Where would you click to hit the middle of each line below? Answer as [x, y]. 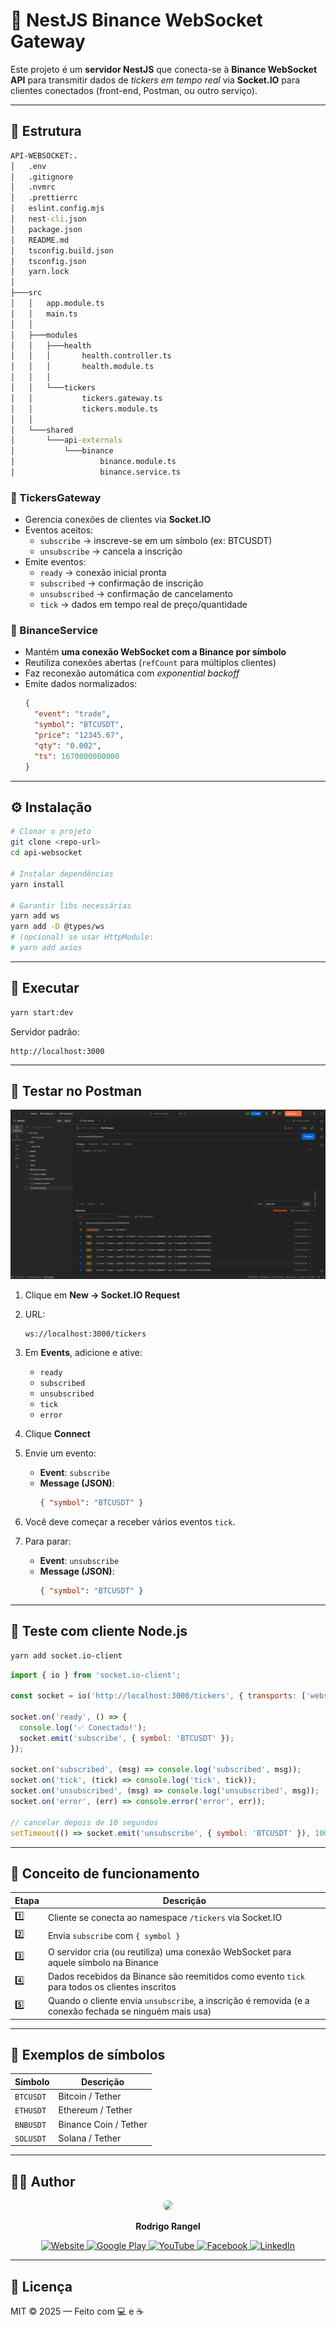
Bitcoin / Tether [90, 2096]
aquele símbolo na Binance [103, 1962]
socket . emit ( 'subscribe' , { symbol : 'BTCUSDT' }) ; [127, 1738]
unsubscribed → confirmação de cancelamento [136, 594]
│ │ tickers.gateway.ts [86, 398]
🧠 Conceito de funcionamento [105, 1873]
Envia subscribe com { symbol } [114, 1935]
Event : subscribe [74, 1473]
